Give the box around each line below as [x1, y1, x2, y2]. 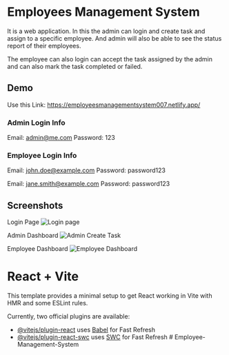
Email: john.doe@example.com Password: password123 [7, 166, 166, 174]
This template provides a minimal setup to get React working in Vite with [7, 292, 212, 300]
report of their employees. [7, 41, 81, 50]
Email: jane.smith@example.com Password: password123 [7, 180, 170, 188]
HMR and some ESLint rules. [7, 299, 88, 307]
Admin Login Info [7, 118, 66, 128]
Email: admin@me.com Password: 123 [7, 134, 115, 142]
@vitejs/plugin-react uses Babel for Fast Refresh [17, 325, 156, 334]
